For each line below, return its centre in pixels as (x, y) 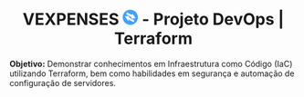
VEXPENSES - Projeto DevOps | (153, 19)
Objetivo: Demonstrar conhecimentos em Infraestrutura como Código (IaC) (151, 63)
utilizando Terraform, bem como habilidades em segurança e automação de (152, 73)
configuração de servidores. (63, 82)
